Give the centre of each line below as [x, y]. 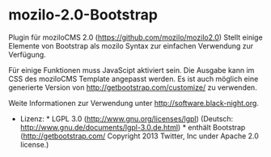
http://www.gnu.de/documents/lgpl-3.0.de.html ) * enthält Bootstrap [133, 127]
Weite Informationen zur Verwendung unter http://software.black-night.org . [133, 103]
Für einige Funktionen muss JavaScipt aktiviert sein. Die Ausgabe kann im [131, 70]
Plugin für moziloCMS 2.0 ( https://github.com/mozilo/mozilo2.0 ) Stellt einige [135, 37]
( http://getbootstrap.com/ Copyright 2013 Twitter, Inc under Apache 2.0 [139, 136]
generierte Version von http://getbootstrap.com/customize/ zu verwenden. [133, 87]
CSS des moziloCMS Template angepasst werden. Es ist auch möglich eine [133, 78]
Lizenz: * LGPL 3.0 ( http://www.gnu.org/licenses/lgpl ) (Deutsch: [127, 118]
